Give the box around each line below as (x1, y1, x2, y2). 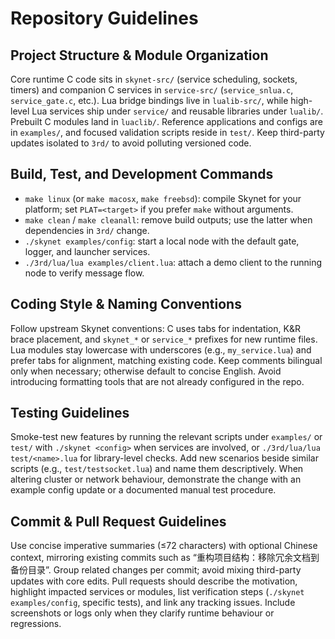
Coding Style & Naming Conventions (10, 296, 242, 313)
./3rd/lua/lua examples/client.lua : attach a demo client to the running (24, 256, 323, 268)
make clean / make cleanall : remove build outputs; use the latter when (24, 213, 313, 226)
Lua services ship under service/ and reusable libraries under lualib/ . (31, 105, 324, 117)
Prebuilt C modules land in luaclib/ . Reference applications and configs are (10, 116, 324, 127)
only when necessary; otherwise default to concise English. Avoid (10, 365, 282, 377)
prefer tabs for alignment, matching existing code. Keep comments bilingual (10, 354, 323, 366)
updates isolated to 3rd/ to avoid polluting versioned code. (10, 137, 252, 149)
